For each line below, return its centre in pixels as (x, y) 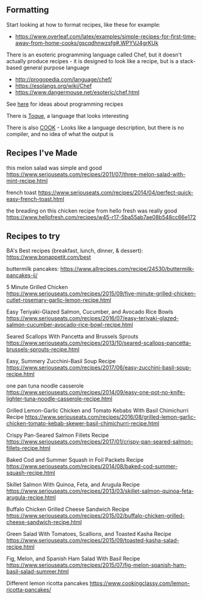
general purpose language (57, 67)
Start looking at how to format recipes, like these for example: (84, 24)
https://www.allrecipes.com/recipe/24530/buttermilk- (127, 269)
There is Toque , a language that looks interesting (67, 115)
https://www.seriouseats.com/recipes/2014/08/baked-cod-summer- (92, 467)
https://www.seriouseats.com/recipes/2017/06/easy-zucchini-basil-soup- (99, 368)
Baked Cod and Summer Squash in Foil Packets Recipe (75, 460)
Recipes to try (33, 236)
